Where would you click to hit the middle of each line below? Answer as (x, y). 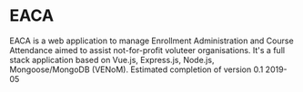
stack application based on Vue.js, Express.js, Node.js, (112, 60)
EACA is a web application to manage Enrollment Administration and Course (151, 41)
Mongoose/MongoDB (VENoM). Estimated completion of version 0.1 (136, 69)
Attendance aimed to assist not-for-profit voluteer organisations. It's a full (147, 50)
